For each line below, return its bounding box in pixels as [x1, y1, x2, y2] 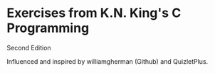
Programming [6, 20, 90, 36]
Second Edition [6, 43, 51, 52]
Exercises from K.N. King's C [6, 5, 182, 21]
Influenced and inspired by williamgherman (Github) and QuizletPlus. [6, 57, 209, 65]
